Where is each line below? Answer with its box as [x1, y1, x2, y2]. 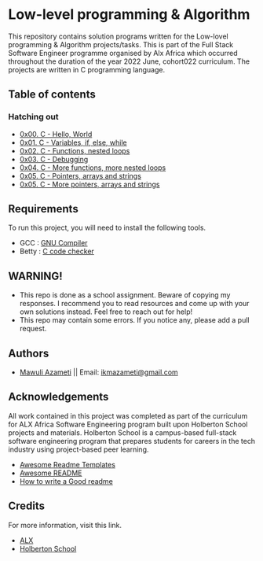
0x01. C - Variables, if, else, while [19, 138, 127, 147]
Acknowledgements [8, 390, 109, 404]
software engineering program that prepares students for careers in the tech [8, 436, 256, 445]
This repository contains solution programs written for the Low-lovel [8, 31, 229, 41]
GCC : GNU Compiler [19, 238, 88, 248]
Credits [8, 500, 46, 513]
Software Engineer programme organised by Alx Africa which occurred [8, 48, 238, 57]
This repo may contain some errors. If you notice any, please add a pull [19, 316, 250, 325]
